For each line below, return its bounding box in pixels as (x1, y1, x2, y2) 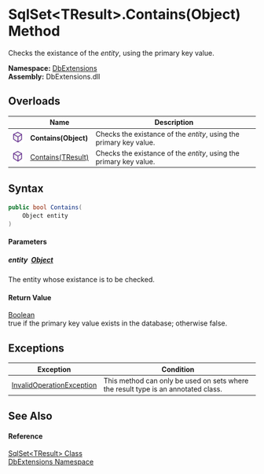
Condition (161, 364, 195, 374)
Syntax (8, 182, 44, 195)
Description (154, 118, 194, 127)
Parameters (8, 237, 47, 247)
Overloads (8, 94, 60, 108)
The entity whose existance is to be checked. (8, 275, 155, 285)
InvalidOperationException (11, 380, 97, 390)
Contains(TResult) (30, 152, 90, 162)
